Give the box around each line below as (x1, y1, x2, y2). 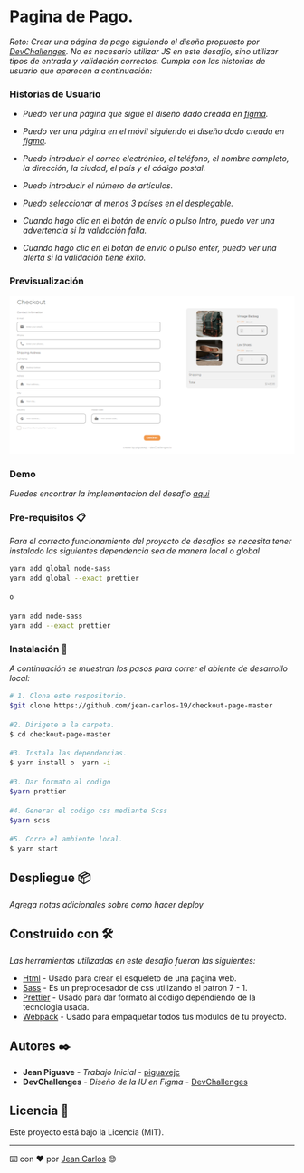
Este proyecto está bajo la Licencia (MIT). (9, 1127, 165, 1138)
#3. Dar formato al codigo (9, 777, 111, 786)
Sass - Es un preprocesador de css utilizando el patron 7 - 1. (22, 982, 248, 993)
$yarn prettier (9, 786, 67, 796)
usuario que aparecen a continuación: (9, 65, 153, 76)
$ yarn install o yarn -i (9, 758, 111, 767)
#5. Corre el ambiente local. (9, 835, 124, 844)
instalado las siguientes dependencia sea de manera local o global (9, 545, 261, 556)
